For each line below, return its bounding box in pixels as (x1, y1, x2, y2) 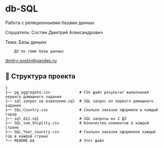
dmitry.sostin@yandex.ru (5, 57, 57, 63)
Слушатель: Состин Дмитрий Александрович (5, 29, 103, 35)
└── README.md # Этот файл (5, 138, 104, 143)
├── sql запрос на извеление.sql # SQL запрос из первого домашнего (5, 98, 154, 103)
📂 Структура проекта (5, 72, 76, 81)
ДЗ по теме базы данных (14, 49, 64, 54)
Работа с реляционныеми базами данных (5, 20, 95, 26)
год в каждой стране (5, 133, 49, 138)
